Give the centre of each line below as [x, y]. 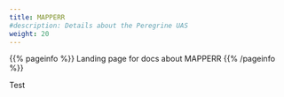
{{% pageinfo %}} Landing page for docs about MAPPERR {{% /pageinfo [142, 59]
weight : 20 [29, 34]
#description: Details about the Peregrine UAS [99, 26]
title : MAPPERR [37, 17]
